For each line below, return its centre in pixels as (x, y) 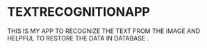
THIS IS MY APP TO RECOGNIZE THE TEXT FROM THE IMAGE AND (104, 31)
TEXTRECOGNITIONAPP (79, 12)
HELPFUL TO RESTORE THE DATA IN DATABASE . (78, 38)
